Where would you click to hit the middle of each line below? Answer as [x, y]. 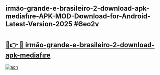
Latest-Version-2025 [39, 24]
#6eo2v [86, 24]
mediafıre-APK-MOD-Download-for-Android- [78, 16]
